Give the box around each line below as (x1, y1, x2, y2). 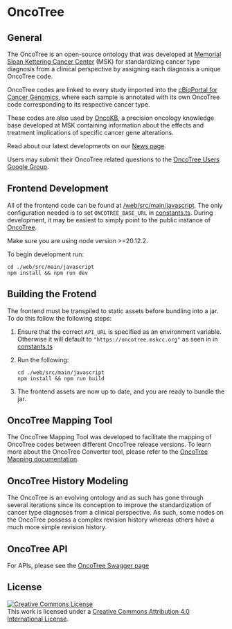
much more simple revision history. (7, 523, 107, 531)
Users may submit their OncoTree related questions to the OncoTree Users (7, 155, 220, 163)
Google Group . (7, 163, 50, 170)
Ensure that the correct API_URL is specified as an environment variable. (17, 327, 222, 336)
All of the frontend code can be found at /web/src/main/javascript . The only (7, 201, 223, 209)
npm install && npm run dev (7, 269, 89, 276)
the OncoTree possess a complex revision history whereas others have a (7, 515, 215, 524)
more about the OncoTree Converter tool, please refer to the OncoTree (7, 448, 208, 456)
